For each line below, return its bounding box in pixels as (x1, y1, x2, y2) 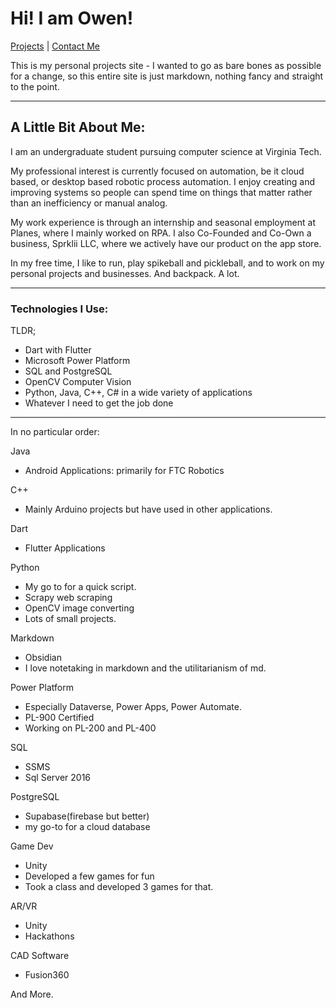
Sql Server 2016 (24, 772, 92, 784)
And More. (10, 988, 54, 1001)
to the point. (10, 80, 60, 92)
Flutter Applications (24, 542, 106, 554)
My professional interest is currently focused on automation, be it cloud (10, 165, 305, 177)
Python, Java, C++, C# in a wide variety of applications (24, 387, 253, 399)
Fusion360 (24, 969, 70, 981)
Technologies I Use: (10, 302, 109, 316)
